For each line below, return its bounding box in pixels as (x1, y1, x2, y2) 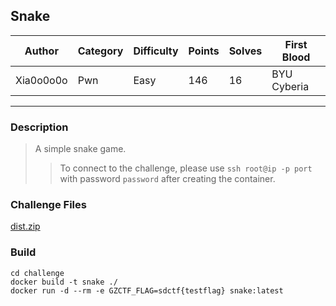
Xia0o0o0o (15, 73, 68, 87)
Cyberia (271, 79, 310, 93)
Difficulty (133, 44, 179, 58)
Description (10, 120, 69, 134)
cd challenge (10, 268, 65, 278)
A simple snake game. (34, 143, 127, 155)
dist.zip (10, 220, 41, 233)
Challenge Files (10, 198, 87, 212)
